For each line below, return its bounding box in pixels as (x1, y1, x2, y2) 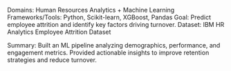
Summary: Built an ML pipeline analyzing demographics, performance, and (7, 41, 221, 49)
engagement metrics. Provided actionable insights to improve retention (7, 48, 210, 57)
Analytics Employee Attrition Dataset (7, 28, 111, 36)
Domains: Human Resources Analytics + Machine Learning (7, 6, 175, 14)
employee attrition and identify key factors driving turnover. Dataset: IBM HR (7, 21, 225, 28)
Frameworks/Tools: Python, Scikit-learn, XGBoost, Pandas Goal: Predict (7, 13, 211, 21)
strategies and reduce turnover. (7, 56, 97, 64)
